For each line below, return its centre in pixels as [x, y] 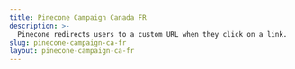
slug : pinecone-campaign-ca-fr [68, 43]
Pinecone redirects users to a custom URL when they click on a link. [152, 34]
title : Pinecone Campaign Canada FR [78, 17]
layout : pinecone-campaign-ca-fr [72, 51]
